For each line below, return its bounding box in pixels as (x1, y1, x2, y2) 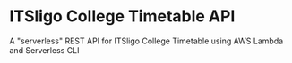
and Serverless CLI (9, 44, 80, 55)
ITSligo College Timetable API (9, 6, 236, 27)
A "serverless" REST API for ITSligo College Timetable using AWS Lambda (9, 35, 284, 46)
